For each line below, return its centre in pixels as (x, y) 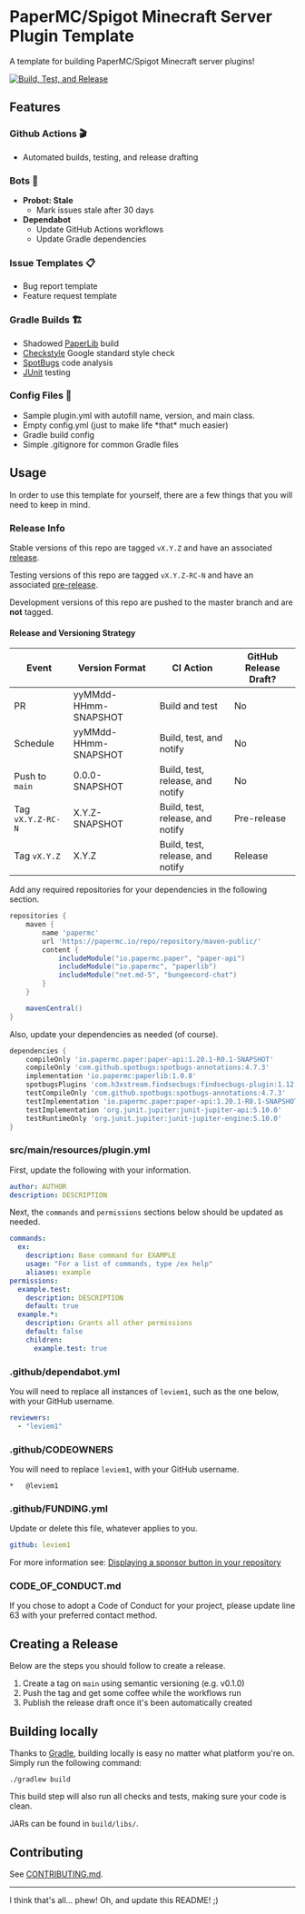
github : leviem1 (40, 1545)
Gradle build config (59, 434)
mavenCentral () (54, 1008)
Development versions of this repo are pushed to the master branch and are (151, 602)
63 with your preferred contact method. (84, 1615)
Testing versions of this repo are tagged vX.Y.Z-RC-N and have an (132, 575)
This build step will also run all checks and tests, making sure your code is (148, 1797)
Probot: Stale (48, 200)
